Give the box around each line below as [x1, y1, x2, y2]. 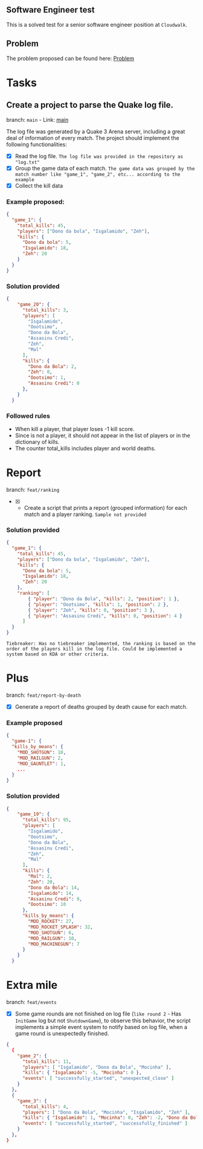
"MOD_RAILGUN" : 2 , [17, 755, 63, 761]
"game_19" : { [17, 811, 50, 817]
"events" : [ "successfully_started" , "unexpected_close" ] [22, 1076, 174, 1082]
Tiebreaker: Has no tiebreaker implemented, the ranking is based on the [6, 641, 196, 647]
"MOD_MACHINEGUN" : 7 [28, 941, 80, 947]
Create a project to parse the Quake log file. [6, 100, 174, 110]
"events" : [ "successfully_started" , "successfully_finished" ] [22, 1121, 188, 1127]
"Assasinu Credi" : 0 [28, 380, 80, 387]
